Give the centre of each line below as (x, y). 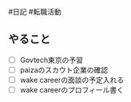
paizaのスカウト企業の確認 (64, 69)
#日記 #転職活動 (35, 12)
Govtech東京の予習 (52, 60)
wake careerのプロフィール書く (71, 90)
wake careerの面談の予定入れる (72, 80)
